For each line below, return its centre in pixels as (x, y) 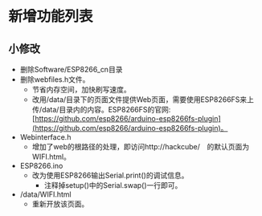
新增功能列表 (51, 16)
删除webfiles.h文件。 (55, 79)
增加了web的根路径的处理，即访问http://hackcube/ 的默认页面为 (141, 147)
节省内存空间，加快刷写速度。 (81, 90)
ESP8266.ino (41, 166)
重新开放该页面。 (60, 204)
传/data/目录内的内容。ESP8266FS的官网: (101, 110)
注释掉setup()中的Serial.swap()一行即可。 (113, 185)
